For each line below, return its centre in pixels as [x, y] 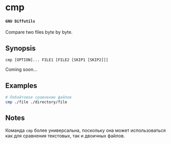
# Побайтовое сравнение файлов [39, 98]
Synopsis [20, 48]
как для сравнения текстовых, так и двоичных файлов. [65, 136]
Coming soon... [21, 69]
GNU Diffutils [20, 21]
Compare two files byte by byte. [39, 32]
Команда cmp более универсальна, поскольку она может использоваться [86, 130]
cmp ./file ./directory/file [36, 102]
